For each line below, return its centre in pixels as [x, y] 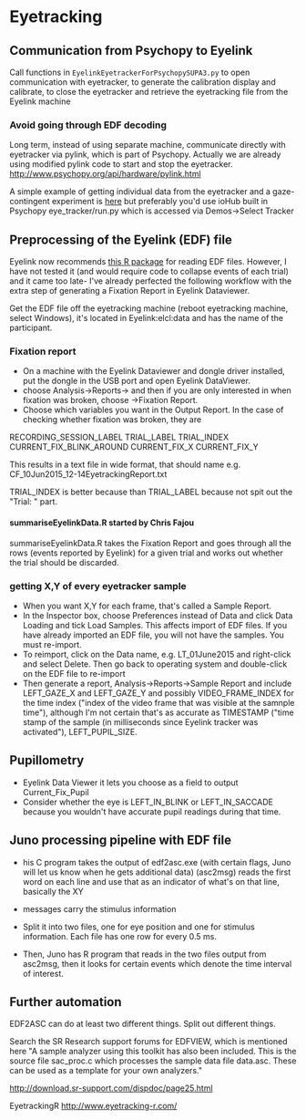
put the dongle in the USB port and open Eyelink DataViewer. [136, 381]
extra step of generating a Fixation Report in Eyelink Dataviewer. [130, 291]
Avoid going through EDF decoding [88, 125]
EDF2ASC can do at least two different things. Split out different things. [143, 1024]
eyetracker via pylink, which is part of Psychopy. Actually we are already [145, 155]
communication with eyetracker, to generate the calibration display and [143, 82]
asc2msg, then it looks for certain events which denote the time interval [157, 963]
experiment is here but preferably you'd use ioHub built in [160, 202]
